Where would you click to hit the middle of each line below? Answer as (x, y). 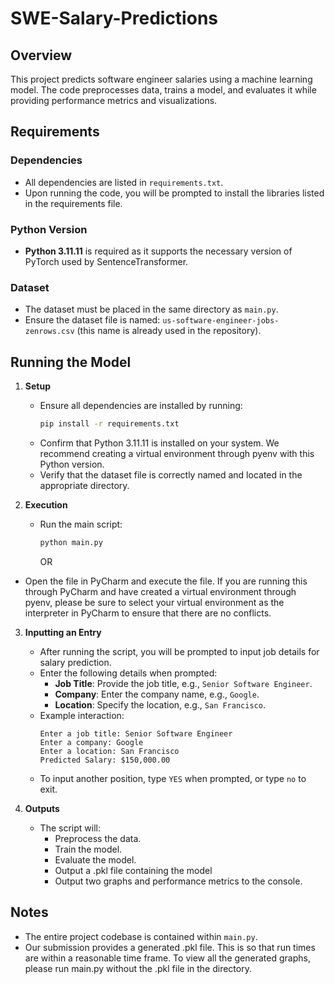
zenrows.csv (49, 332)
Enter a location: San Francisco (109, 751)
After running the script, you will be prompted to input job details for (179, 651)
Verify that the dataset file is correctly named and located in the (171, 474)
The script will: (70, 828)
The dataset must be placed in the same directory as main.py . (151, 309)
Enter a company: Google (91, 742)
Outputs (42, 808)
